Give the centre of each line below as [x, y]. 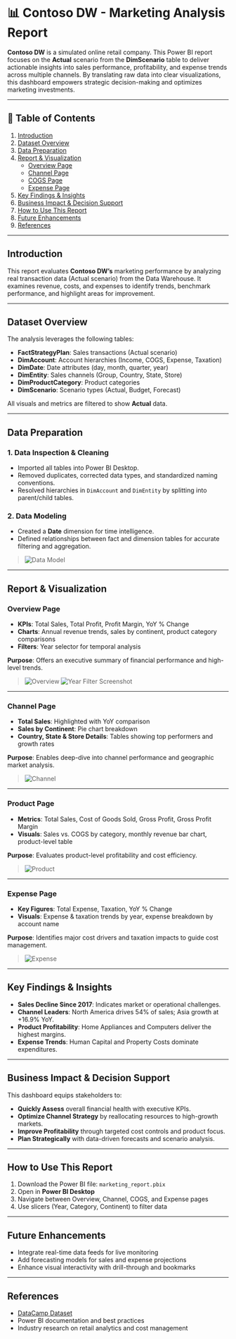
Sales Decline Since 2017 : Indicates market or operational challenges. [119, 1004]
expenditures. [37, 1049]
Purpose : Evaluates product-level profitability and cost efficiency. [103, 855]
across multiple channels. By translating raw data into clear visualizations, [114, 75]
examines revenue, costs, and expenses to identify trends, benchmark [109, 286]
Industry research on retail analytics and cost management [103, 1328]
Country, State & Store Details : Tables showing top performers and [115, 737]
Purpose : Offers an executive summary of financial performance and [107, 660]
